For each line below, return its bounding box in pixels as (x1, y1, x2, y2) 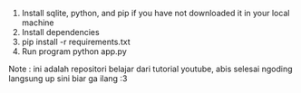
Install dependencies (21, 27, 101, 37)
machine (21, 17, 55, 28)
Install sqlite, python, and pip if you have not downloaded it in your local (21, 8, 290, 18)
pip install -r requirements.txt (21, 36, 131, 47)
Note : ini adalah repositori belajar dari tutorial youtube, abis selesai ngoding (8, 63, 293, 74)
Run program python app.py (21, 46, 128, 57)
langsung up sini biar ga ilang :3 (8, 73, 128, 84)
